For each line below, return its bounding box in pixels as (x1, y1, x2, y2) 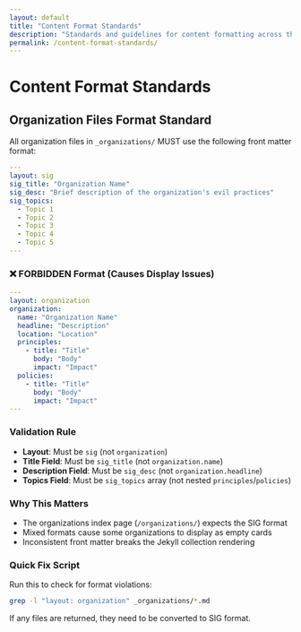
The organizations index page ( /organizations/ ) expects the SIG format (21, 517, 288, 528)
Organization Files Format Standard (9, 112, 212, 127)
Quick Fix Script (9, 558, 81, 571)
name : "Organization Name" (17, 313, 118, 322)
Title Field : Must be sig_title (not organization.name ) (21, 455, 224, 466)
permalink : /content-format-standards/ (9, 38, 159, 48)
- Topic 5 (17, 238, 54, 247)
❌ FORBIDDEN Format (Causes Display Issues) (9, 267, 215, 280)
